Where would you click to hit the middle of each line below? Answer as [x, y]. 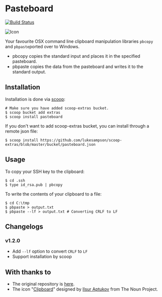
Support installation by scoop [42, 257]
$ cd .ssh [15, 180]
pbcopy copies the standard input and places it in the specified [76, 56]
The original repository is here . [43, 284]
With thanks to [28, 272]
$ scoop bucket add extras [33, 112]
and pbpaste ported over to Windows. [42, 46]
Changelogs [24, 226]
